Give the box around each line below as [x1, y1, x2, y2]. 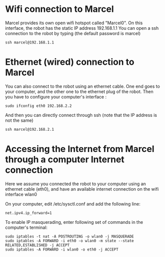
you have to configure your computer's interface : [5, 94, 107, 100]
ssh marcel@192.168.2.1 [5, 127, 55, 132]
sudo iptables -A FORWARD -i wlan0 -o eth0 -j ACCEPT [5, 247, 119, 252]
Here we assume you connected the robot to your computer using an [5, 181, 146, 187]
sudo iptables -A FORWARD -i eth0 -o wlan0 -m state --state [5, 238, 134, 243]
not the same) [5, 117, 34, 123]
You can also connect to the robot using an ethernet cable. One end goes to [5, 83, 160, 89]
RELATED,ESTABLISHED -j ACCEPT [5, 243, 70, 248]
